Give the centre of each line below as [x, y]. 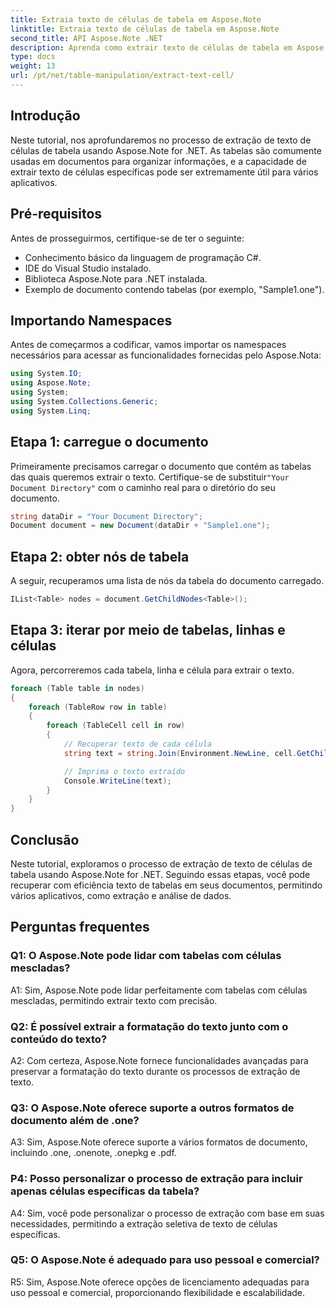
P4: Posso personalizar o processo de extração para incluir [156, 1179]
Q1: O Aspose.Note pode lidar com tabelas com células [146, 956]
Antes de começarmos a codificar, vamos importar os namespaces [148, 345]
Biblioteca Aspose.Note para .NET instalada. [116, 278]
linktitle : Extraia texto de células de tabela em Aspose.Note [145, 29]
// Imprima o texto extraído [124, 771]
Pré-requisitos [56, 214]
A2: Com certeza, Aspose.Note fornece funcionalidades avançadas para [159, 1060]
